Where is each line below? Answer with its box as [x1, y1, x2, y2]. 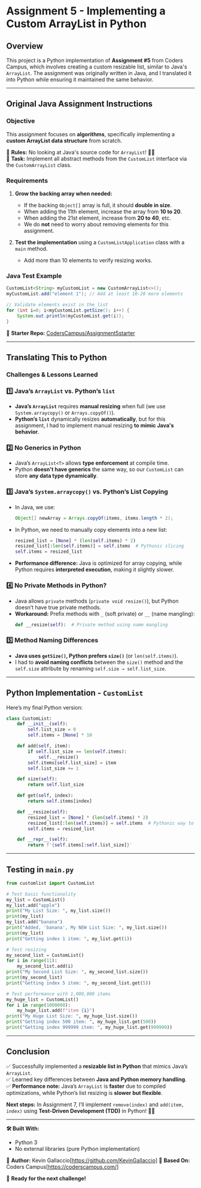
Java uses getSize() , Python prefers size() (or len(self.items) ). [14, 652, 178, 659]
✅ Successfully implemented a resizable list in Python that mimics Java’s [6, 1063, 188, 1070]
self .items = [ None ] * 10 [28, 732, 93, 738]
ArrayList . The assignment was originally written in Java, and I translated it [6, 70, 192, 76]
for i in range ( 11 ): [6, 957, 58, 964]
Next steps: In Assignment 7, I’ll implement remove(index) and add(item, [6, 1100, 184, 1108]
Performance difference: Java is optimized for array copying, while [14, 559, 182, 567]
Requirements [6, 176, 48, 184]
